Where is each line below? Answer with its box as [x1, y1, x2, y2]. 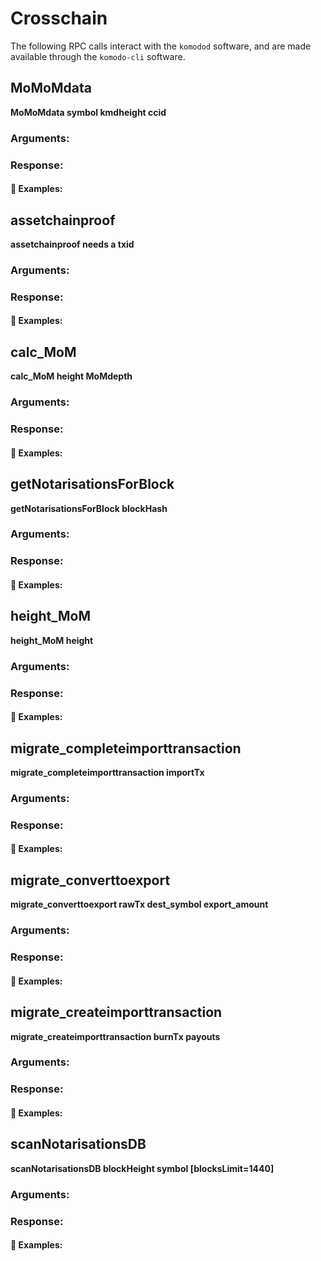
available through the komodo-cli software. [10, 50, 186, 62]
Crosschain [10, 7, 108, 30]
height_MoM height [10, 634, 94, 646]
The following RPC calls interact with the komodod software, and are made [10, 40, 312, 52]
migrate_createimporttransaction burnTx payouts [10, 1030, 221, 1042]
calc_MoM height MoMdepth [10, 370, 133, 382]
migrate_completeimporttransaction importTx [10, 767, 205, 778]
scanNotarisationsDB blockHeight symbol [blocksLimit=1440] [10, 1162, 275, 1174]
